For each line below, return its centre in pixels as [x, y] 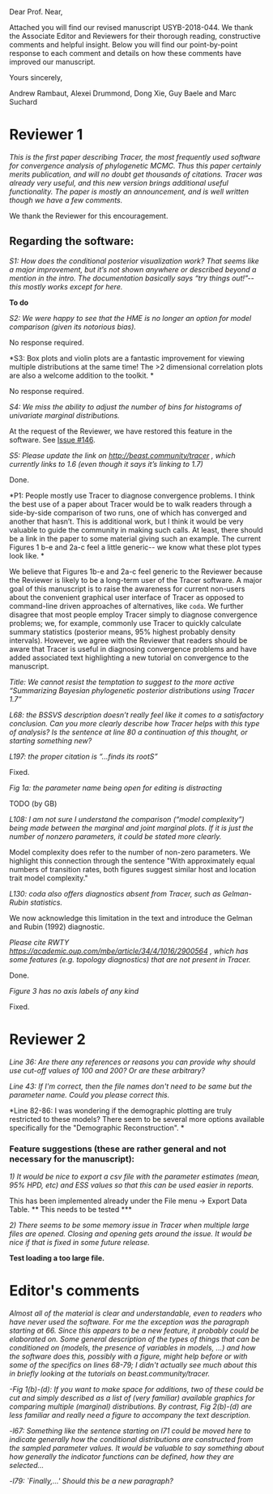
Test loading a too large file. [57, 1258]
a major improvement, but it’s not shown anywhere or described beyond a [133, 269]
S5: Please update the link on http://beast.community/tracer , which [122, 455]
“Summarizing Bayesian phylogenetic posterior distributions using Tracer [132, 690]
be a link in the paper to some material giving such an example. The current [135, 538]
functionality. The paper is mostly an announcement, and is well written [129, 191]
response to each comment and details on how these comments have [126, 53]
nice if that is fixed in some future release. [80, 1242]
